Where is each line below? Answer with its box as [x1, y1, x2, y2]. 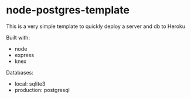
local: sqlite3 [14, 80, 46, 87]
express [14, 51, 34, 58]
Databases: [6, 69, 34, 76]
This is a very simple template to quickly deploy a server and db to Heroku [6, 23, 186, 30]
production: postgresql [14, 86, 70, 93]
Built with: [6, 34, 30, 41]
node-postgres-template [6, 3, 130, 17]
